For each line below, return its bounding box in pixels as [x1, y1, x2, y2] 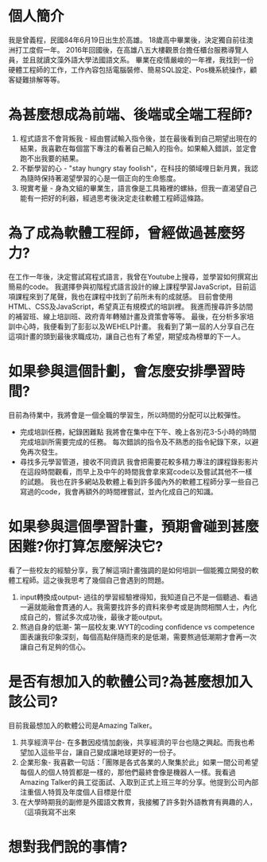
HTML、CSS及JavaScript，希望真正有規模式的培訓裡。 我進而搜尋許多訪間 [8, 302, 253, 311]
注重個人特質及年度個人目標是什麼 [19, 787, 132, 797]
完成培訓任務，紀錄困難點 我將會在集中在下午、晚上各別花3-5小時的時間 [19, 427, 257, 436]
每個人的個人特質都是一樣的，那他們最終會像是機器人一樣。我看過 [19, 767, 236, 777]
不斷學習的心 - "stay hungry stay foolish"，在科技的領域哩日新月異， [19, 163, 245, 173]
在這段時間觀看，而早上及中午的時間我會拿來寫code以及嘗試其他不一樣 [19, 466, 253, 476]
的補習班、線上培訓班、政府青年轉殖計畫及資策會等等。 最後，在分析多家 [8, 311, 247, 321]
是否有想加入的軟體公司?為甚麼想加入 [8, 673, 253, 691]
